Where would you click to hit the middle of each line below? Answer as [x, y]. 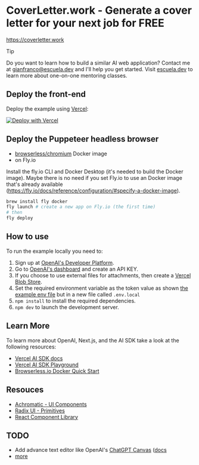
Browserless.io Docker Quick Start [57, 371]
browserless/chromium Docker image [61, 154]
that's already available [35, 184]
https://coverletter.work [35, 39]
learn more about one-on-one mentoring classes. [67, 75]
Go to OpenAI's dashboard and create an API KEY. [77, 269]
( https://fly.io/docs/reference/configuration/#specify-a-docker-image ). [93, 190]
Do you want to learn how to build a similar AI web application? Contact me [98, 63]
